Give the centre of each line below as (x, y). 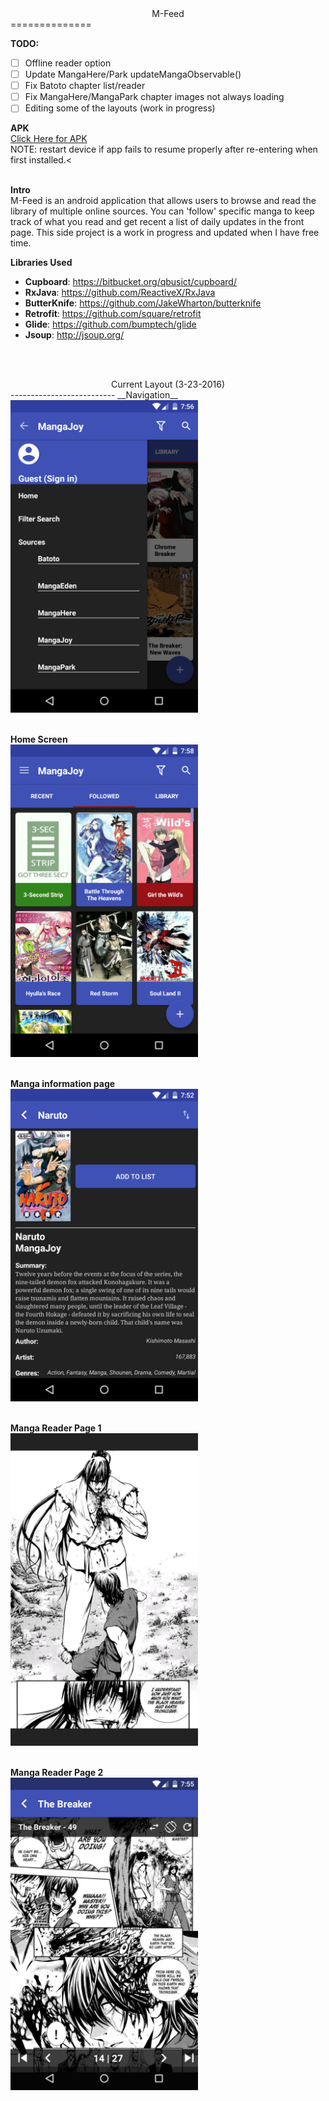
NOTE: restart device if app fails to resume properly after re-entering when (164, 149)
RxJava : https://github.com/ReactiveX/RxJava (120, 293)
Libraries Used (41, 263)
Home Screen (39, 739)
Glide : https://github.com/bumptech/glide (110, 324)
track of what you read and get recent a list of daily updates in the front (157, 222)
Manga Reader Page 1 (56, 1428)
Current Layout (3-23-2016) (168, 384)
